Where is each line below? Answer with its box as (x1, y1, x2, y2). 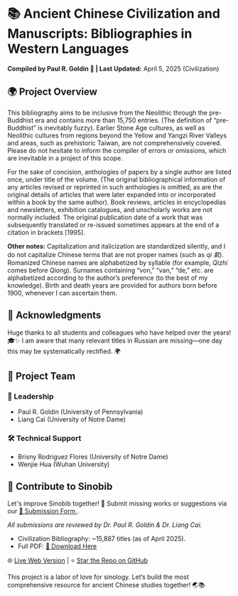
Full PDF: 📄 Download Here (17, 542, 97, 550)
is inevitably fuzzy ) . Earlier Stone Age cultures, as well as (38, 123, 205, 132)
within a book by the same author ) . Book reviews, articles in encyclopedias (7, 197, 227, 206)
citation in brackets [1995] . (7, 228, 85, 236)
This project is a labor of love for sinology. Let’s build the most (7, 573, 190, 581)
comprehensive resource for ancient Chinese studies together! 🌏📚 (7, 581, 206, 590)
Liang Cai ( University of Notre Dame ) (17, 415, 126, 424)
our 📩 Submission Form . (7, 507, 80, 516)
